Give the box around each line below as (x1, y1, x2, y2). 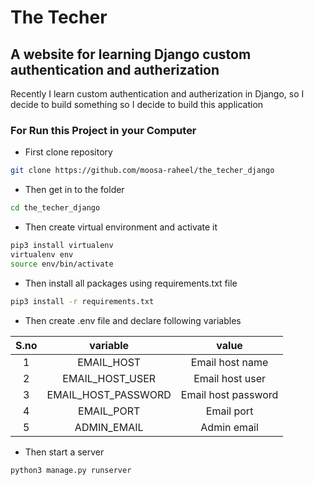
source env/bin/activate (10, 259, 114, 269)
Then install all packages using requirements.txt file (24, 277, 238, 289)
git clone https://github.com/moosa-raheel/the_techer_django (10, 166, 275, 176)
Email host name (190, 355, 269, 369)
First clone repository (24, 146, 113, 158)
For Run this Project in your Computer (10, 123, 197, 137)
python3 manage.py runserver (10, 465, 132, 475)
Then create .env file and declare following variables (24, 314, 242, 326)
